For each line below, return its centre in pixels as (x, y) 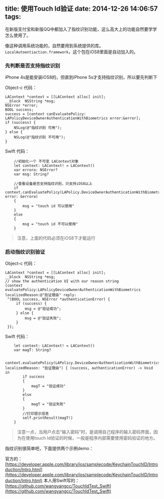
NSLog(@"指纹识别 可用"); (38, 128)
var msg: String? (31, 174)
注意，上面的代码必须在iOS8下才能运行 (56, 238)
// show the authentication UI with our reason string (62, 281)
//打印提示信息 (36, 414)
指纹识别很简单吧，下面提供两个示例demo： (49, 449)
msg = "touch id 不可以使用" (50, 224)
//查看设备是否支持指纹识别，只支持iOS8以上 (53, 184)
